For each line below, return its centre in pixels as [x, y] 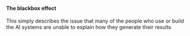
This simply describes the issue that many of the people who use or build [95, 21]
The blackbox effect [31, 8]
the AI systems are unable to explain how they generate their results [89, 27]
